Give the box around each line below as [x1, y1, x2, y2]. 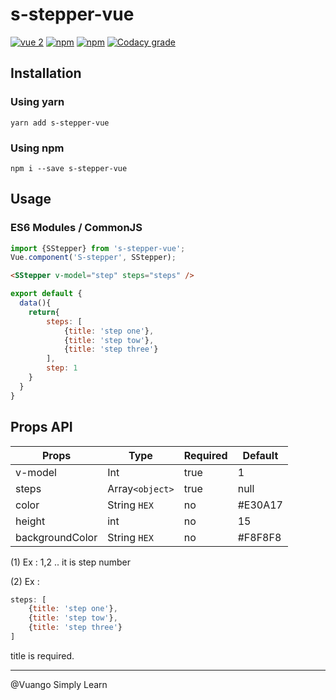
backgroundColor [15, 530, 98, 544]
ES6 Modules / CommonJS [10, 221, 143, 235]
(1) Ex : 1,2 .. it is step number [10, 556, 131, 568]
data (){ [19, 298, 52, 308]
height [15, 514, 46, 528]
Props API [10, 419, 73, 436]
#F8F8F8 [237, 530, 282, 544]
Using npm [10, 141, 65, 155]
